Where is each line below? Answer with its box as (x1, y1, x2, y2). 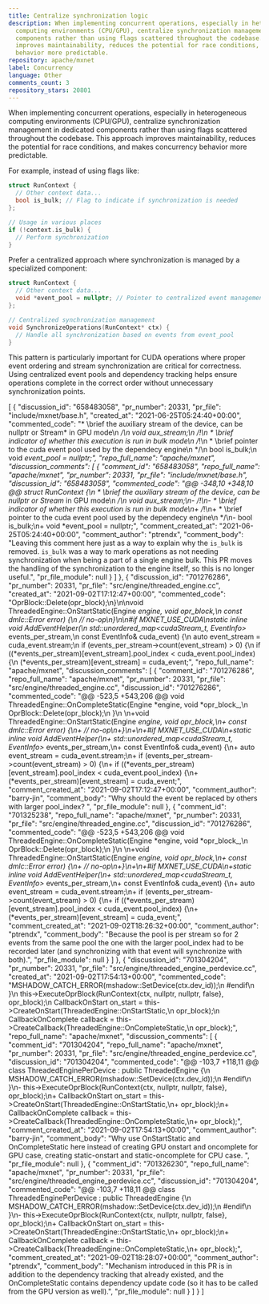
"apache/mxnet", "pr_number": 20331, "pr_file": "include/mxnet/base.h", (8, 470, 248, 480)
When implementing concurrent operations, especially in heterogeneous (8, 108, 247, 118)
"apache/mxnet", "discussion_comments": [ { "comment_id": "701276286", (8, 666, 255, 676)
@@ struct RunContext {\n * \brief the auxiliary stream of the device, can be (8, 487, 260, 497)
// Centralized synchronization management (8, 315, 156, 324)
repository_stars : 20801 (8, 86, 91, 94)
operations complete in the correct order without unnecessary (8, 378, 214, 388)
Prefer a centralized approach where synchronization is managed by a (8, 255, 240, 265)
